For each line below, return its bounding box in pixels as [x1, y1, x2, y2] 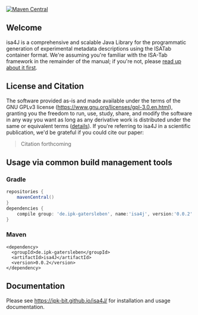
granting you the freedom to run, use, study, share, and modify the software [6, 110, 192, 117]
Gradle [6, 175, 26, 183]
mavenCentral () [17, 194, 55, 201]
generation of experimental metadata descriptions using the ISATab [6, 45, 171, 52]
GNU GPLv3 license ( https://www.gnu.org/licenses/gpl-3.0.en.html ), [6, 103, 173, 110]
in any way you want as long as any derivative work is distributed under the [6, 116, 191, 123]
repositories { [6, 189, 44, 195]
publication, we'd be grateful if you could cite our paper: [6, 129, 144, 136]
